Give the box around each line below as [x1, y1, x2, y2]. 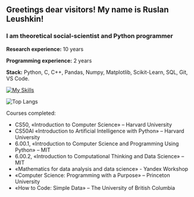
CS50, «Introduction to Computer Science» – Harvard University [14, 121, 173, 128]
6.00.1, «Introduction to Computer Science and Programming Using [14, 140, 179, 147]
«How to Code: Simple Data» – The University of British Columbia [14, 184, 176, 191]
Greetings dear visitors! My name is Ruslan [6, 5, 169, 15]
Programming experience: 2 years [6, 57, 92, 64]
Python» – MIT [14, 146, 51, 154]
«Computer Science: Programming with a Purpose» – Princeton [14, 171, 171, 179]
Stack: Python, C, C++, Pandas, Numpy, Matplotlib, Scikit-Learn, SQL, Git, [6, 68, 188, 76]
